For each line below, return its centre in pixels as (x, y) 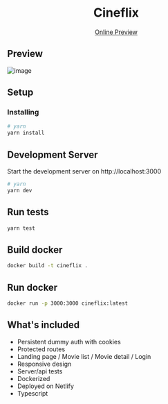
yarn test (21, 228)
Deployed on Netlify (46, 386)
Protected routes (41, 349)
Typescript (32, 393)
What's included (44, 325)
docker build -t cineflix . (48, 266)
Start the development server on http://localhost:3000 (84, 171)
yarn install (26, 133)
